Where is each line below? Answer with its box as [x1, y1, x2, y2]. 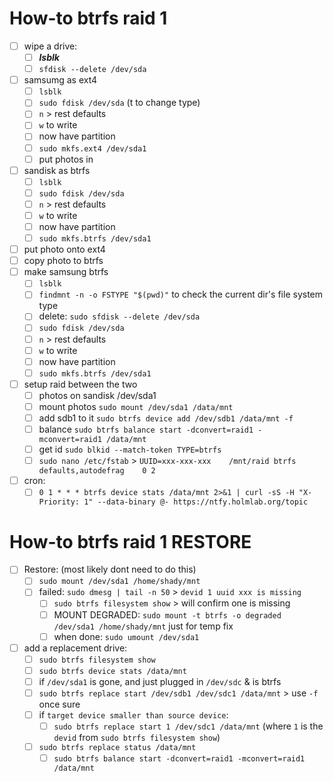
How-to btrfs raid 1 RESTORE [9, 530, 252, 553]
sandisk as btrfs [23, 164, 91, 176]
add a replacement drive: [23, 642, 128, 654]
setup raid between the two [23, 378, 138, 390]
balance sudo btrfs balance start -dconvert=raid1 [38, 423, 254, 435]
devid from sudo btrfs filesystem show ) [53, 732, 221, 744]
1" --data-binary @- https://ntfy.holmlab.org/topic [83, 497, 309, 507]
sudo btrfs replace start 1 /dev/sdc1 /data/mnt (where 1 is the [53, 720, 324, 732]
